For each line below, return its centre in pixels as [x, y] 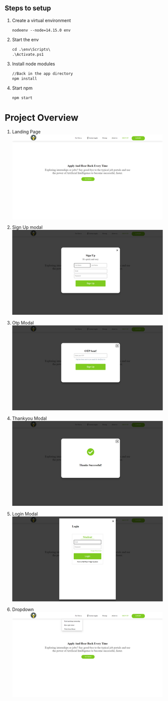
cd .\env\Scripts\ [31, 49]
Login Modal [25, 514]
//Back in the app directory [42, 73]
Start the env [25, 39]
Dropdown [23, 609]
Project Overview [42, 118]
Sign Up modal [27, 227]
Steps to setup [28, 8]
